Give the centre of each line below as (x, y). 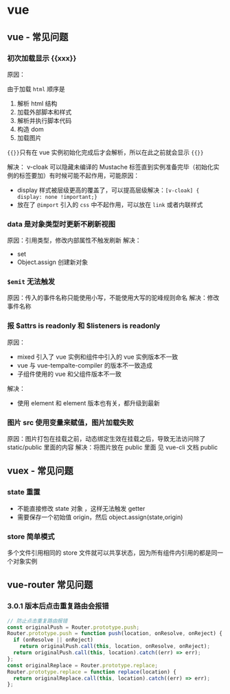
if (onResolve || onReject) (54, 640)
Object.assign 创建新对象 (53, 262)
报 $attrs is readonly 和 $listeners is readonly (84, 326)
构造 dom (30, 129)
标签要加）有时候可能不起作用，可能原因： (79, 175)
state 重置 (24, 492)
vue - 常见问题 (38, 37)
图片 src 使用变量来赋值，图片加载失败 (70, 422)
